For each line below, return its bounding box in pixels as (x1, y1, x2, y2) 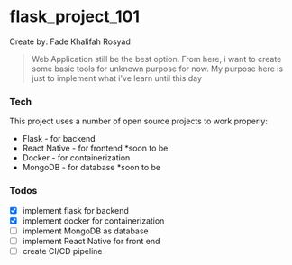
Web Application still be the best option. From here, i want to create (31, 53, 282, 64)
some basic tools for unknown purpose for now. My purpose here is (31, 63, 284, 74)
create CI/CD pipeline (22, 245, 103, 256)
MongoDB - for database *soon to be (22, 162, 160, 173)
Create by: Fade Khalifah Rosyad (9, 36, 131, 47)
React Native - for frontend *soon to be (22, 142, 169, 154)
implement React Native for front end (22, 235, 160, 246)
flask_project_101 (9, 6, 141, 27)
